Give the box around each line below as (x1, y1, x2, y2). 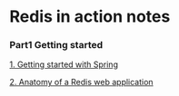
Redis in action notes (9, 6, 171, 27)
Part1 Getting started (9, 39, 104, 52)
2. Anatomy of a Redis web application (9, 77, 154, 88)
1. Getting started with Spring (9, 59, 118, 70)
